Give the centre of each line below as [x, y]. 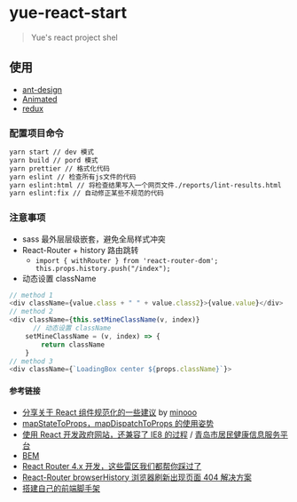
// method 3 [31, 361]
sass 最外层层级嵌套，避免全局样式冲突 [94, 239]
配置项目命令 [37, 133]
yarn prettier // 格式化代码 [60, 168]
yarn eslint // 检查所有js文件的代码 [73, 177]
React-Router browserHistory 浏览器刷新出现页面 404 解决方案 [137, 477]
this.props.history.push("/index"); [103, 268]
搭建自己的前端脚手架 [61, 488]
